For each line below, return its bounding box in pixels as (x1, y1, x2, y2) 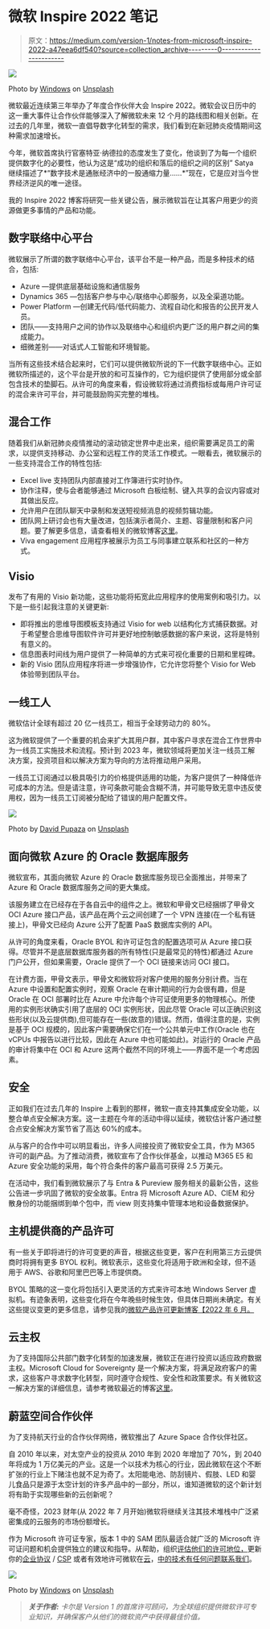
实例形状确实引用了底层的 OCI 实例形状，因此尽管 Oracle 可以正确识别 (22, 1004, 255, 1014)
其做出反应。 (19, 495, 63, 505)
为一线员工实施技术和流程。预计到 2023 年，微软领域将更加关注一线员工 (8, 746, 248, 755)
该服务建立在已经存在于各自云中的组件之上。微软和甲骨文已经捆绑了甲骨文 (8, 900, 255, 909)
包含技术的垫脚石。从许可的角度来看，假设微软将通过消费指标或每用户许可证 (8, 379, 262, 389)
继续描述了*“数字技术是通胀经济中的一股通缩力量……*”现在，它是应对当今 (8, 168, 252, 177)
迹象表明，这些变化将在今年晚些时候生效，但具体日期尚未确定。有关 (35, 1294, 262, 1304)
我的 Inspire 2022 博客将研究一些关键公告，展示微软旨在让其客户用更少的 (8, 195, 252, 205)
